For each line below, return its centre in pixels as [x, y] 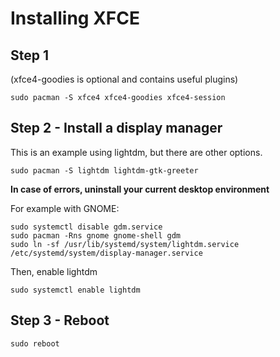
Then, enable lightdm [54, 271]
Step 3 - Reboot [60, 320]
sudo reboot [35, 343]
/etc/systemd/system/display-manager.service [106, 253]
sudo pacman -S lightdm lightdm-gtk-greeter [104, 170]
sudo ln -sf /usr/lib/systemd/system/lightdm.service [125, 244]
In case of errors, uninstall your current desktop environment [140, 189]
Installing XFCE [75, 18]
